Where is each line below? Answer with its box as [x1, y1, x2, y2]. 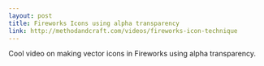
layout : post [8, 11, 53, 20]
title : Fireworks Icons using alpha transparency [8, 19, 180, 27]
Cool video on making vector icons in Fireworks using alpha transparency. [8, 49, 256, 59]
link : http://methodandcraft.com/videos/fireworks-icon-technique [8, 27, 238, 35]
